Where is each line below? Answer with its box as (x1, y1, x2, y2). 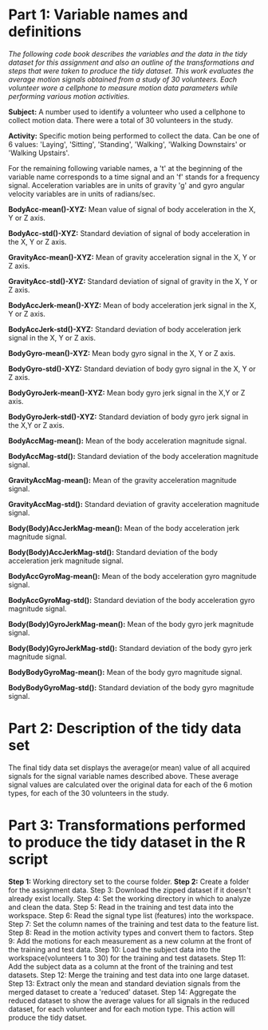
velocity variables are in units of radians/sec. (8, 189, 156, 198)
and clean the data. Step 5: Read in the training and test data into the (8, 902, 234, 912)
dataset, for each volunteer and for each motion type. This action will (8, 1004, 235, 1013)
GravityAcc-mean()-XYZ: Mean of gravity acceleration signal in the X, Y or (8, 252, 257, 261)
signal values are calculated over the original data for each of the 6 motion (8, 780, 253, 789)
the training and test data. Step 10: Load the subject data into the (8, 944, 221, 954)
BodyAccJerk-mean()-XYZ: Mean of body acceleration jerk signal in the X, (8, 300, 257, 309)
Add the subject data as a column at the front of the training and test (8, 961, 234, 971)
